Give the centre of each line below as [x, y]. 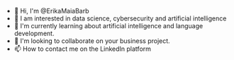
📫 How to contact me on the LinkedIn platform [82, 49]
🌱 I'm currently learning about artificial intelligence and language [108, 26]
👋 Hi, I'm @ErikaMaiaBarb [51, 11]
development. [34, 33]
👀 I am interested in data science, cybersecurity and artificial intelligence [120, 18]
